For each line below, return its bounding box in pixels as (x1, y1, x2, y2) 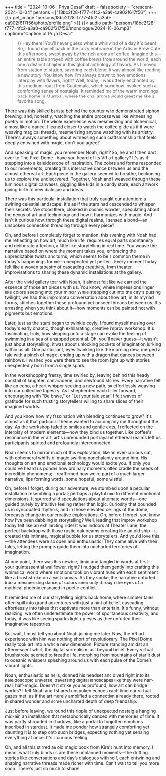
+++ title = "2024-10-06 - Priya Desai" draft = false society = (5, 4, 130, 10)
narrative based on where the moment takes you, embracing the (5, 248, 136, 254)
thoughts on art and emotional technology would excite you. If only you (5, 460, 150, 466)
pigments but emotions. (5, 310, 54, 316)
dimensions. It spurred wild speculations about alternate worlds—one (5, 496, 147, 502)
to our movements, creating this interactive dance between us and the (5, 165, 149, 171)
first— (139, 559, 153, 564)
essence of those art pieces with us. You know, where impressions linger (5, 284, 154, 290)
